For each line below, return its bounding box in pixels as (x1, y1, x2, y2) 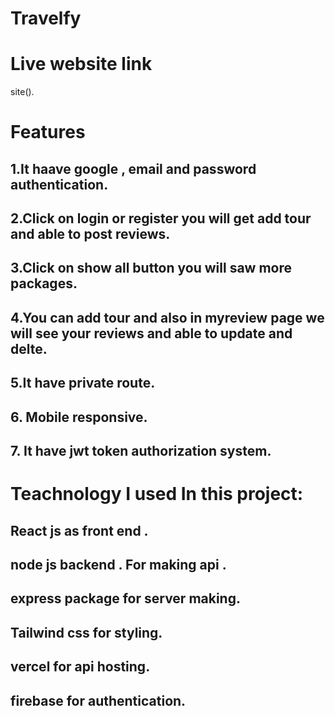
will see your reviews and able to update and (10, 325, 293, 342)
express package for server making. (10, 590, 241, 607)
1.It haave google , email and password (10, 160, 257, 177)
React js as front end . (10, 522, 149, 539)
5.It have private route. (10, 375, 156, 392)
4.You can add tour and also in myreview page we (10, 309, 325, 326)
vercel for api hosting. (10, 658, 151, 676)
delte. (10, 340, 48, 357)
